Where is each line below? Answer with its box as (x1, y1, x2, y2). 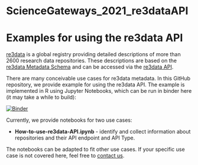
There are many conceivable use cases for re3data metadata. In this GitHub (6, 75, 191, 82)
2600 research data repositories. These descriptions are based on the (6, 57, 177, 64)
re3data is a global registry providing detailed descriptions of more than (6, 51, 181, 58)
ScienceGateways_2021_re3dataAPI (6, 4, 189, 18)
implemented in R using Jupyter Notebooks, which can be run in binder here (6, 88, 192, 95)
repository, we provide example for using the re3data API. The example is (6, 81, 185, 88)
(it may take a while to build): (6, 93, 77, 101)
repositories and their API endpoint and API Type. (14, 134, 135, 141)
